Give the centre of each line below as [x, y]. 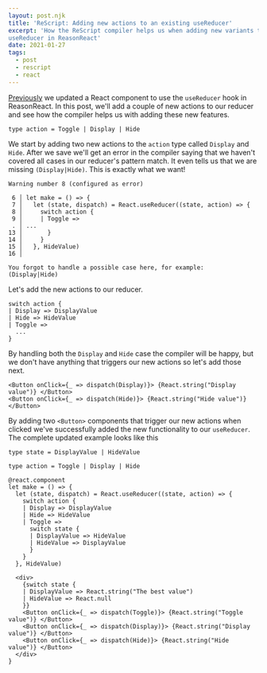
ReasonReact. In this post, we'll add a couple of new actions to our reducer [131, 106]
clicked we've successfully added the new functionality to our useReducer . [129, 429]
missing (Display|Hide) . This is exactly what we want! [97, 169]
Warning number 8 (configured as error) [76, 184]
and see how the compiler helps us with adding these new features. [119, 114]
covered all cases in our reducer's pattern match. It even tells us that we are [133, 161]
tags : [17, 53]
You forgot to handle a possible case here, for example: [106, 268]
